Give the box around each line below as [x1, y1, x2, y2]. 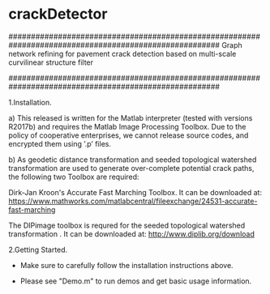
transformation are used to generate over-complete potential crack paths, [8, 163, 255, 173]
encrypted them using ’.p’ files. [8, 138, 112, 148]
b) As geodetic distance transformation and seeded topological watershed [8, 155, 257, 164]
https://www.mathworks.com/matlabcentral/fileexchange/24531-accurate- [8, 196, 258, 206]
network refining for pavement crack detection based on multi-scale [8, 49, 237, 58]
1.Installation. [8, 97, 52, 107]
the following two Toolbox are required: [8, 172, 139, 181]
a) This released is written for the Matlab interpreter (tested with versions [8, 113, 253, 122]
